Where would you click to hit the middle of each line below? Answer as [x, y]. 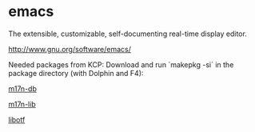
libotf [17, 119]
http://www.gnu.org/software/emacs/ [70, 49]
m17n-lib [22, 104]
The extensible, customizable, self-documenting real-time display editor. [128, 34]
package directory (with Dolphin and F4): [76, 73]
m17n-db [23, 88]
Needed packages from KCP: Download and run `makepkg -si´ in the [121, 64]
